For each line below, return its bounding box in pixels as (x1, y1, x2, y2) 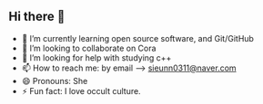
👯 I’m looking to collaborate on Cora (21, 43, 157, 53)
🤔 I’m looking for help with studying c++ (21, 52, 172, 63)
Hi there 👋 (8, 9, 66, 24)
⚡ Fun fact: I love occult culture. (21, 85, 142, 96)
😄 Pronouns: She (21, 75, 88, 86)
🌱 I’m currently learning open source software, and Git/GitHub (21, 33, 254, 43)
